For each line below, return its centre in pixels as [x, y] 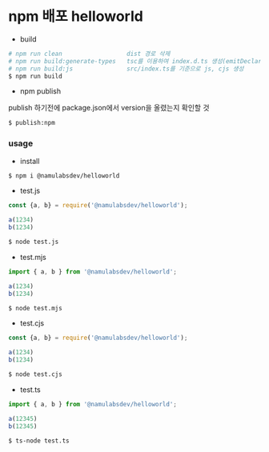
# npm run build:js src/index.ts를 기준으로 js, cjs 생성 [126, 69]
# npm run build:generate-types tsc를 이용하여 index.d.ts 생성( [117, 61]
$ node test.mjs [35, 308]
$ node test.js [34, 242]
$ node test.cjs [35, 374]
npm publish [40, 91]
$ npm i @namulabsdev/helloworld [64, 176]
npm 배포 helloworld [76, 16]
